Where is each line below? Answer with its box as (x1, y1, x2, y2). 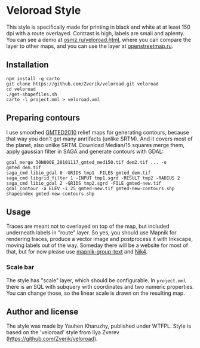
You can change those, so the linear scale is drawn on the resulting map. (6, 289, 185, 297)
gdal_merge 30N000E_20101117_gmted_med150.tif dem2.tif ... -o (6, 159, 167, 165)
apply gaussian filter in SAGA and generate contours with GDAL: (6, 148, 164, 155)
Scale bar (6, 263, 35, 271)
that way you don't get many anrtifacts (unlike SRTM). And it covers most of (6, 135, 193, 142)
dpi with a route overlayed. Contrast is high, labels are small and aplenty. (6, 29, 185, 36)
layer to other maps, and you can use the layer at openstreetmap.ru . (6, 42, 174, 50)
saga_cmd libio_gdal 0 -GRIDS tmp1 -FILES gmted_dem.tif (6, 170, 151, 176)
